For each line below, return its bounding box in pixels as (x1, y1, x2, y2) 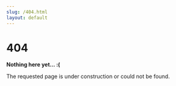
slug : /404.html (6, 9, 48, 15)
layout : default (6, 15, 48, 21)
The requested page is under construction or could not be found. (6, 73, 170, 80)
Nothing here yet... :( (6, 61, 61, 68)
